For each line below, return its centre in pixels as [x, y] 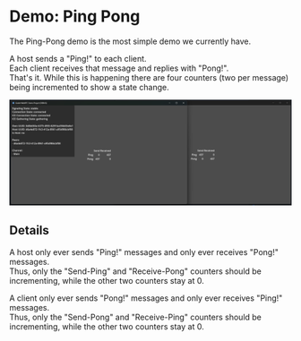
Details [29, 230]
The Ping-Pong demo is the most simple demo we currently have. [130, 41]
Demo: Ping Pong [75, 17]
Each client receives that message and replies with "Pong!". [119, 68]
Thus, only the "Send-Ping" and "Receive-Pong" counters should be [136, 271]
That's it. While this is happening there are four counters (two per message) [149, 77]
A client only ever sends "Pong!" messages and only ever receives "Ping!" [146, 298]
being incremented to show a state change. [90, 87]
